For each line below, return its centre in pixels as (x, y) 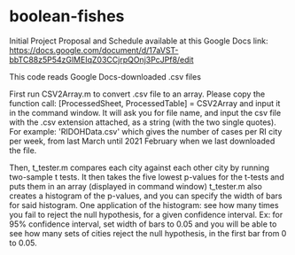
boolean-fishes (67, 16)
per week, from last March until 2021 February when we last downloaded (142, 141)
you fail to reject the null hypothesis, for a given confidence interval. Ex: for (146, 214)
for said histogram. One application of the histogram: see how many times (144, 205)
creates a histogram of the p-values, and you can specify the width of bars (146, 196)
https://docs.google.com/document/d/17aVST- (94, 50)
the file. (23, 150)
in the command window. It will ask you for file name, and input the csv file (145, 112)
